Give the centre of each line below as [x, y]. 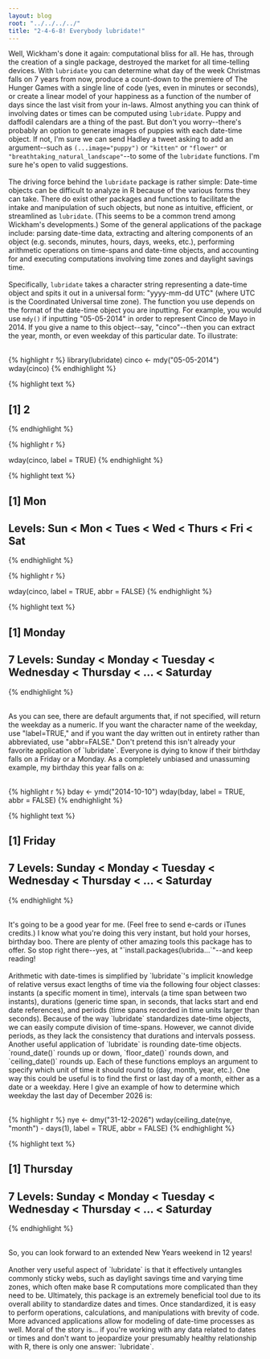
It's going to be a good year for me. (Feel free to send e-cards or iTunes [127, 924]
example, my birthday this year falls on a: [76, 767]
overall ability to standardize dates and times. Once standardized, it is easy [132, 1304]
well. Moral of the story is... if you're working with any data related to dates [132, 1330]
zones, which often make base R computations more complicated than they [133, 1287]
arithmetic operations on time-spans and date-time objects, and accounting [134, 250]
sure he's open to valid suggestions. [68, 165]
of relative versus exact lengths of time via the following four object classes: [135, 984]
